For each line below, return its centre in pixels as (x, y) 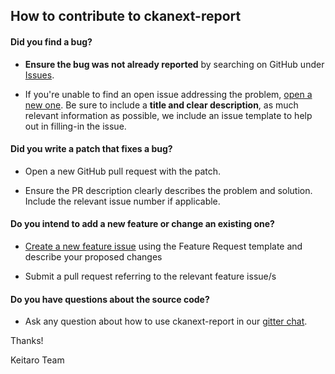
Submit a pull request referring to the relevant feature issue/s (150, 276)
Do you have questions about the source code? (110, 299)
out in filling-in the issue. (75, 126)
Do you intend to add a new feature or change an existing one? (142, 224)
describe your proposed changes (93, 257)
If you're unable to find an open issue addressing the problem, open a (168, 94)
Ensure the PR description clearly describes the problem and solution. (168, 190)
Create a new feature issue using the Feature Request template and (163, 246)
